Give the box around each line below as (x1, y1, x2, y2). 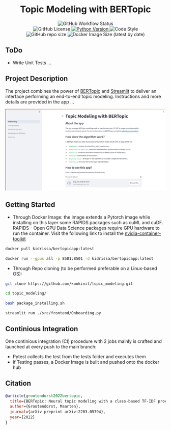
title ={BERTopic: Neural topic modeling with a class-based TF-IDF (10, 398, 156, 404)
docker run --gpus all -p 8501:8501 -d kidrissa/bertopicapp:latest (5, 256, 154, 261)
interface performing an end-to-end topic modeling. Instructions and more (5, 93, 161, 99)
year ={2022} (10, 415, 36, 420)
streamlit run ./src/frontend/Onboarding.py (5, 311, 101, 316)
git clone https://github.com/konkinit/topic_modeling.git (5, 281, 133, 286)
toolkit (12, 235, 26, 241)
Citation (5, 379, 32, 388)
